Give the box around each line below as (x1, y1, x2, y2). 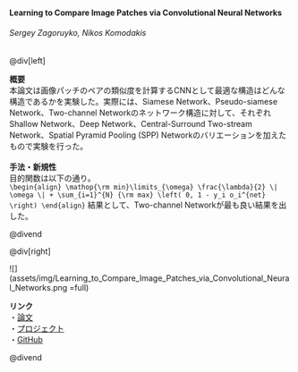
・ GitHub (9, 334, 43, 344)
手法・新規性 (9, 161, 56, 172)
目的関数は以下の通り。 (9, 173, 96, 183)
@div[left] (9, 55, 47, 66)
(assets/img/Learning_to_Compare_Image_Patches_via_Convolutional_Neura (9, 273, 290, 283)
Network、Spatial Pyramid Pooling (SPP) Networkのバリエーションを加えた (9, 130, 287, 140)
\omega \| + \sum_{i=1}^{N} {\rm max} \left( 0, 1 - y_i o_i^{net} (9, 190, 267, 199)
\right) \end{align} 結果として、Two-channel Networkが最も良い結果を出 (9, 199, 287, 210)
